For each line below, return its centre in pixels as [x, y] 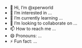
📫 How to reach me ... [33, 29]
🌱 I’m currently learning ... [36, 18]
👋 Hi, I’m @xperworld [32, 8]
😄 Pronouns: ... [26, 36]
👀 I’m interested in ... [31, 13]
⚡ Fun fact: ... [23, 41]
